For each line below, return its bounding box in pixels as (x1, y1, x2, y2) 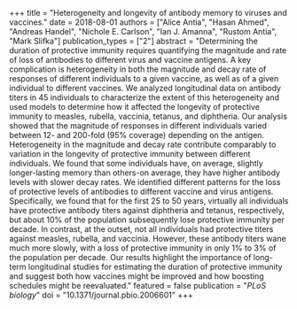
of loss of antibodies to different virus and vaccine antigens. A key (9, 55, 251, 65)
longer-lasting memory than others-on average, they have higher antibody (9, 167, 281, 178)
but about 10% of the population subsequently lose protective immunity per (9, 214, 285, 225)
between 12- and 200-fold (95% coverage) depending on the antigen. (9, 130, 264, 140)
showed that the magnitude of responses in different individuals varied (9, 120, 268, 131)
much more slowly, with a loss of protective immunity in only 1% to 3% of (9, 243, 277, 253)
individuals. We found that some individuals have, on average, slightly (9, 158, 263, 168)
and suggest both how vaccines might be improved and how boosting (9, 271, 264, 282)
